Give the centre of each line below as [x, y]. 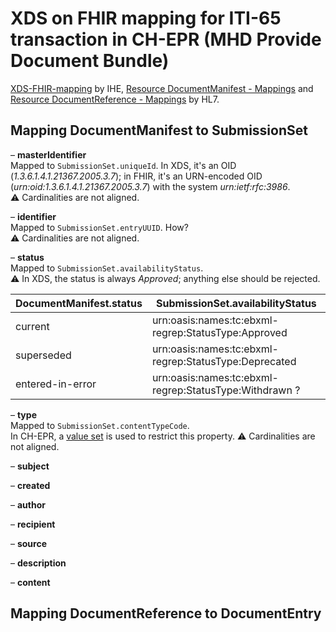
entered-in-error [56, 384]
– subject [30, 466]
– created [30, 485]
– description [38, 563]
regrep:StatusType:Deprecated [224, 361]
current [32, 326]
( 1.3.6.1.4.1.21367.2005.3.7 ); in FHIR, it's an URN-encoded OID [136, 176]
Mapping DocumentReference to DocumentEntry [166, 613]
